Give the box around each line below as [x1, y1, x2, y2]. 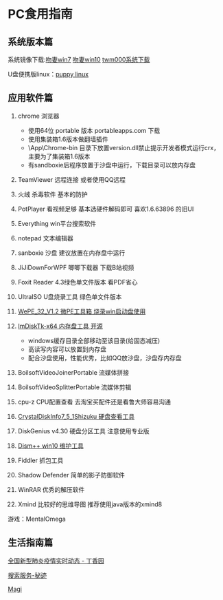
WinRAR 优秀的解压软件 [17, 485, 85, 493]
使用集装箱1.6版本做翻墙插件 [27, 135, 108, 143]
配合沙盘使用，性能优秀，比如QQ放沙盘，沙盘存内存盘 [27, 353, 183, 362]
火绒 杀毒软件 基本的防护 [17, 190, 88, 198]
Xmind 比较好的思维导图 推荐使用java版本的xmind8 [17, 500, 163, 508]
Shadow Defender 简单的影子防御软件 [17, 470, 126, 479]
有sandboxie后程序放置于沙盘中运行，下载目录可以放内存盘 [27, 161, 196, 169]
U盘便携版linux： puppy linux [8, 70, 89, 78]
